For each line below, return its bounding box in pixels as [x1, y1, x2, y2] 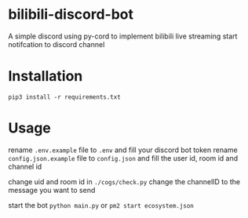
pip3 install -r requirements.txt [8, 93, 122, 101]
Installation [8, 67, 83, 85]
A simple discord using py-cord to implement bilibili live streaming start [8, 31, 238, 41]
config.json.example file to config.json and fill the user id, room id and [8, 153, 238, 162]
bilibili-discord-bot [8, 5, 134, 24]
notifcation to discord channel [8, 39, 105, 49]
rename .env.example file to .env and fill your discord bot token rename [8, 145, 238, 154]
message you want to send [8, 185, 96, 194]
